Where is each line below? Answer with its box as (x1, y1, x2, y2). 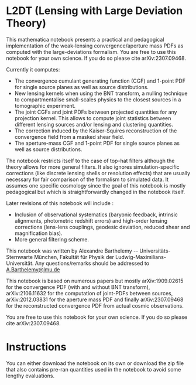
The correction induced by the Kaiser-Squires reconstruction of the (14, 127, 177, 134)
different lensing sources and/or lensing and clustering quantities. (14, 121, 174, 128)
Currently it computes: (6, 66, 60, 73)
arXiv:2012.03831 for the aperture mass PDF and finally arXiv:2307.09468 (6, 296, 184, 303)
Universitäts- (139, 247, 171, 254)
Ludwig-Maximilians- (115, 253, 167, 260)
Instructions (6, 340, 67, 354)
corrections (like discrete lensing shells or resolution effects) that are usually (6, 169, 191, 176)
